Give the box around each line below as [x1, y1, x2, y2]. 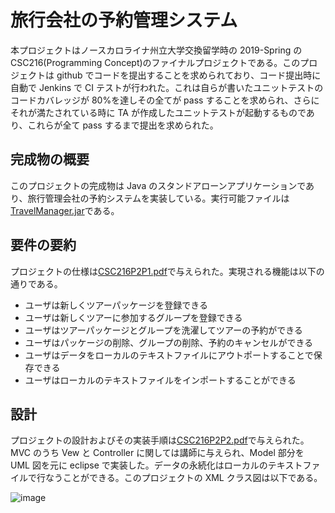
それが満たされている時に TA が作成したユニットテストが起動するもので [10, 106, 307, 118]
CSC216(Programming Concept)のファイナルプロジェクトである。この [10, 56, 301, 68]
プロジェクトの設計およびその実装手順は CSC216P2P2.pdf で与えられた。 [10, 434, 310, 446]
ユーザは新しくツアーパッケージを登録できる [24, 299, 208, 311]
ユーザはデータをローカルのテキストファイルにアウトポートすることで [24, 349, 314, 361]
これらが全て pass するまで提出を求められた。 [27, 119, 219, 131]
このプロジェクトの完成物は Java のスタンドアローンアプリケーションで [10, 179, 307, 191]
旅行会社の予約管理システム [10, 9, 238, 32]
